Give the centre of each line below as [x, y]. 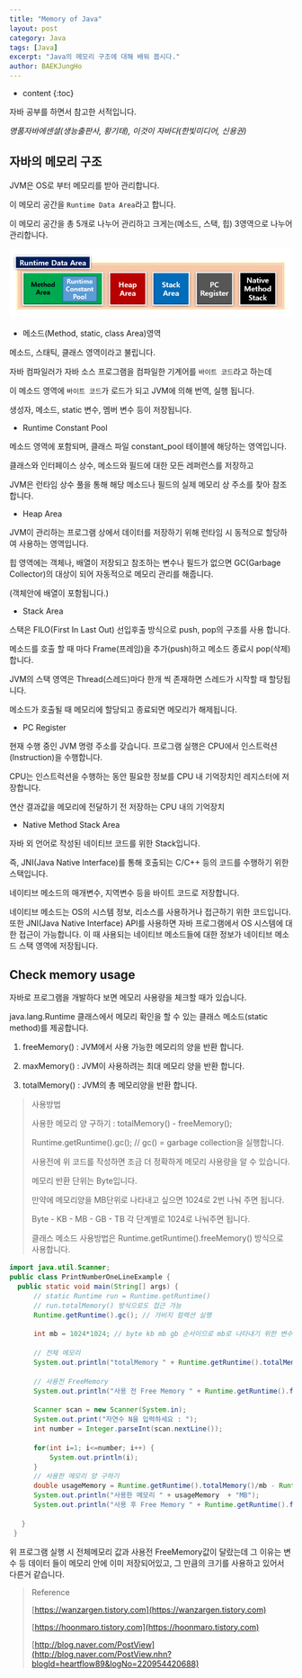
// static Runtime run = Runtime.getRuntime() [122, 1296]
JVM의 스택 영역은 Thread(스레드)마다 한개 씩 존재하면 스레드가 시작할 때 [138, 679]
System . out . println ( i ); [94, 1458]
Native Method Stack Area [71, 825]
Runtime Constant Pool [65, 428]
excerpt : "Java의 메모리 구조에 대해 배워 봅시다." [95, 57]
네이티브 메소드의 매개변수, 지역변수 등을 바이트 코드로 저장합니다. [124, 893]
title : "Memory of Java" [56, 19]
